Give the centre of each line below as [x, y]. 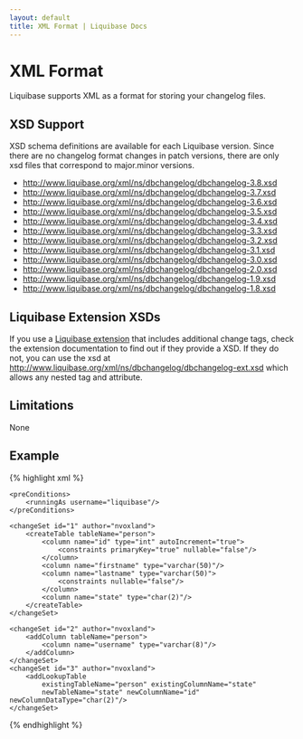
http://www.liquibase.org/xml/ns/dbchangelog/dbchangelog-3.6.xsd [150, 202]
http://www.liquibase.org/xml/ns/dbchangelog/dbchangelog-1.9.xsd [149, 279]
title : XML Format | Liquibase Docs [78, 26]
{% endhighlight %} [46, 725]
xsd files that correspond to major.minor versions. [102, 166]
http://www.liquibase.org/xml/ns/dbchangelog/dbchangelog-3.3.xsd [150, 231]
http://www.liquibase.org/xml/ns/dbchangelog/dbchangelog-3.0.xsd [150, 260]
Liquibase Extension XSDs [85, 317]
